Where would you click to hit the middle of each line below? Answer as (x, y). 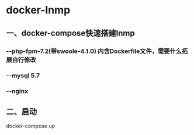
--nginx (17, 91)
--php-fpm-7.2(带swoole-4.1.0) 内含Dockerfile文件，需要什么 (94, 51)
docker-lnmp (38, 10)
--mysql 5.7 (23, 76)
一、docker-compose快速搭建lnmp (71, 33)
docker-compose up (31, 126)
